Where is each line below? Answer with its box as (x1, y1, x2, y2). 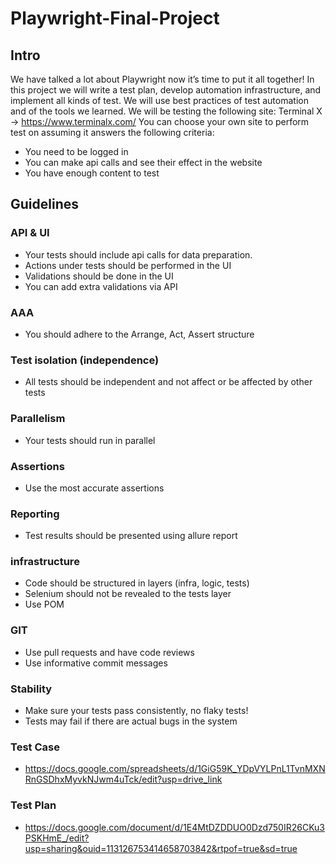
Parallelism (10, 412, 66, 426)
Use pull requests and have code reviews (24, 646, 195, 658)
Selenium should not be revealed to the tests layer (24, 588, 232, 600)
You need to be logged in (24, 146, 129, 157)
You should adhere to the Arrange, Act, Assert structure (24, 328, 255, 340)
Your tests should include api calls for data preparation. (24, 248, 253, 261)
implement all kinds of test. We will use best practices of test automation (10, 95, 309, 106)
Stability (10, 682, 53, 696)
